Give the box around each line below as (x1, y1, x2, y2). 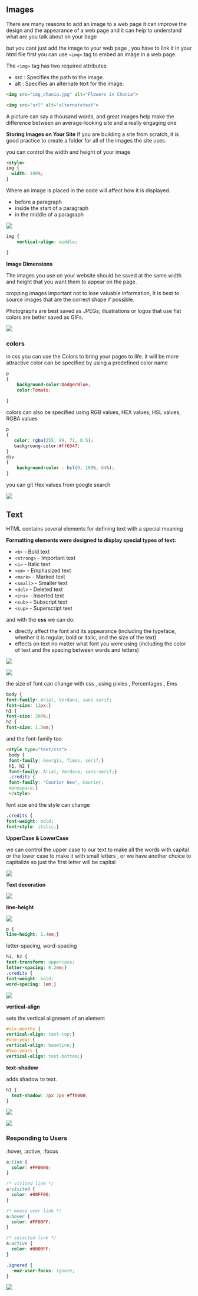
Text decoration (6, 881, 46, 888)
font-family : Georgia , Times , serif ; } (8, 757, 104, 764)
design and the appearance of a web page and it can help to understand (6, 27, 182, 34)
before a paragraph (14, 198, 62, 206)
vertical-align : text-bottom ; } (6, 1053, 83, 1059)
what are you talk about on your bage (6, 33, 97, 40)
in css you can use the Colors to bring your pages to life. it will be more (6, 353, 179, 360)
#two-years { (6, 1048, 38, 1054)
